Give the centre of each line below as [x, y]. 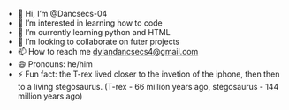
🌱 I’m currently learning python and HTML [94, 32]
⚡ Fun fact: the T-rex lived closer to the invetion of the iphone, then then [148, 74]
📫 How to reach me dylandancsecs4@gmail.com [108, 51]
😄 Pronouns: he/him [55, 64]
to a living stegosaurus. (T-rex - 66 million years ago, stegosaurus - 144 [148, 87]
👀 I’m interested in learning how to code [90, 23]
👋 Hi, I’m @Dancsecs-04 [62, 14]
